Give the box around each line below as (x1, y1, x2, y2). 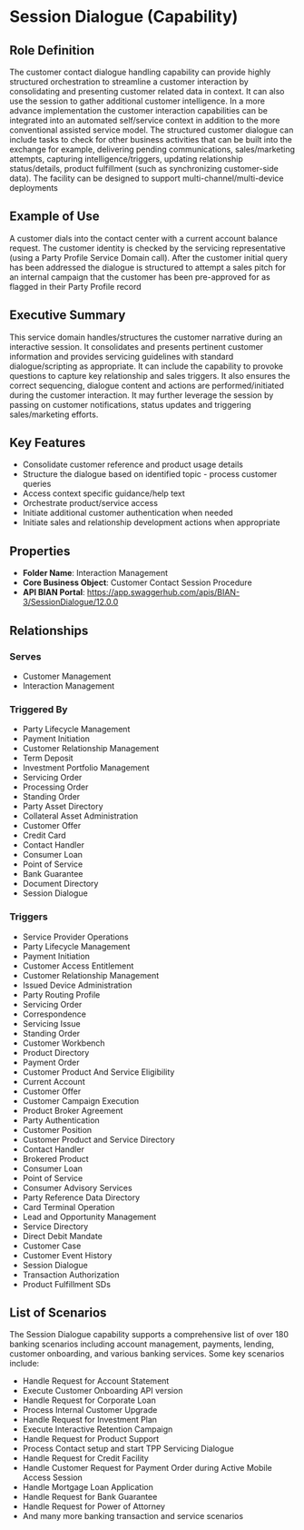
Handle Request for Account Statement (22, 1376, 170, 1386)
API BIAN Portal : (22, 587, 85, 598)
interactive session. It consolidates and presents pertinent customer (9, 341, 264, 352)
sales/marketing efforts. (9, 409, 99, 420)
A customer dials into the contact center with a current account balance (9, 233, 279, 243)
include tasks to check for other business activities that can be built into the (9, 134, 292, 144)
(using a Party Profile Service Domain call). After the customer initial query (9, 252, 289, 263)
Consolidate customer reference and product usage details (22, 459, 243, 470)
